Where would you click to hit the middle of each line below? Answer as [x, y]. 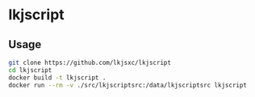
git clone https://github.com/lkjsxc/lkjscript [90, 63]
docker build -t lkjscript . [57, 78]
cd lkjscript [30, 70]
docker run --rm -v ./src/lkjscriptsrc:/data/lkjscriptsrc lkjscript [128, 85]
